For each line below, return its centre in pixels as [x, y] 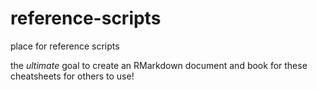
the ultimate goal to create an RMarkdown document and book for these [159, 65]
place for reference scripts [65, 46]
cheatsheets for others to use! [72, 76]
